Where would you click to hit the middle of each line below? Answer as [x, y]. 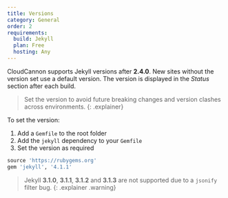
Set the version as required [55, 148]
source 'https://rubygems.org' [52, 160]
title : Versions [30, 13]
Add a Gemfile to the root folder [62, 133]
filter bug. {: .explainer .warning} [70, 187]
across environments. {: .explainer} [74, 107]
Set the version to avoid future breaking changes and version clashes [123, 99]
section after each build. [42, 86]
